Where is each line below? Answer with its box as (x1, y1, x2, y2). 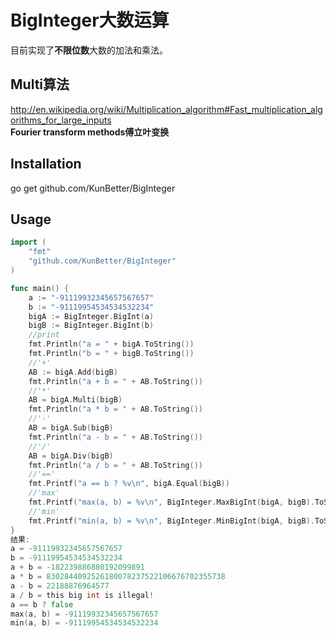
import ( (10, 237, 47, 248)
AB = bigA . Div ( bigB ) (28, 451, 114, 461)
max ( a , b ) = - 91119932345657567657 (10, 609, 159, 619)
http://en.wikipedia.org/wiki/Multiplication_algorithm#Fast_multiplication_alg (10, 103, 323, 115)
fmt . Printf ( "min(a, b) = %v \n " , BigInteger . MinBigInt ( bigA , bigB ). (28, 516, 315, 526)
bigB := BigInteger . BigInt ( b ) (28, 321, 155, 331)
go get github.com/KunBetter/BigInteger (10, 182, 176, 194)
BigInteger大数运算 (10, 9, 170, 32)
